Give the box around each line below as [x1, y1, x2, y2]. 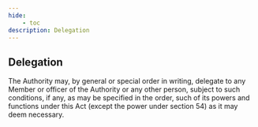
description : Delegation [8, 26, 90, 34]
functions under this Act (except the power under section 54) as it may [8, 102, 238, 111]
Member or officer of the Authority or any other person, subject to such [8, 84, 241, 95]
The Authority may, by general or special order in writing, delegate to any [8, 77, 246, 86]
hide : [8, 11, 26, 20]
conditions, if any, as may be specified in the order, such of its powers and [8, 93, 250, 103]
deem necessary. [8, 110, 65, 119]
